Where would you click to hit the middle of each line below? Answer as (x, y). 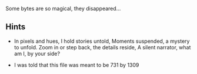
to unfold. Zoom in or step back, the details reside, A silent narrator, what (102, 47)
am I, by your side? (37, 53)
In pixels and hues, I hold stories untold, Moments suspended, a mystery (102, 41)
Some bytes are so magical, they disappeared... (63, 9)
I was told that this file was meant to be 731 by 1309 (76, 65)
